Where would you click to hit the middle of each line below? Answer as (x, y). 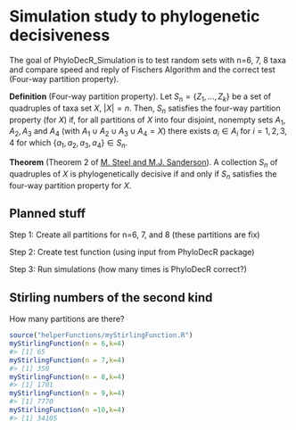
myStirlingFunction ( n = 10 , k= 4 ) (67, 410)
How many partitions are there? (67, 319)
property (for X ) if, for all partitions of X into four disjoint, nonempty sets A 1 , (148, 120)
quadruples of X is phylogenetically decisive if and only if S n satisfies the (143, 174)
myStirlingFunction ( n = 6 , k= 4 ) (67, 344)
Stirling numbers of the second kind (111, 298)
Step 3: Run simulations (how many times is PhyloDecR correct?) (128, 269)
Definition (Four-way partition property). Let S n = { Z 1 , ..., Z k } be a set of (140, 97)
